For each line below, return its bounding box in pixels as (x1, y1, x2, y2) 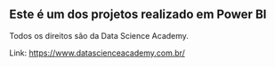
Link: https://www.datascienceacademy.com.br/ (9, 48, 185, 58)
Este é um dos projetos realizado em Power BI (9, 7, 267, 22)
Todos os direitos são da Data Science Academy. (9, 30, 190, 41)
